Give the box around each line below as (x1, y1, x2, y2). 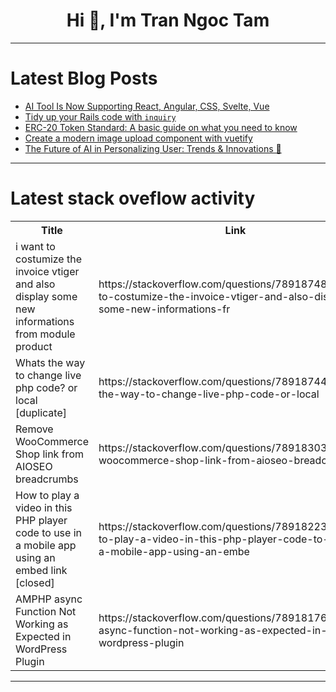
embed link (15, 563, 68, 577)
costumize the (15, 252, 83, 266)
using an (15, 550, 56, 564)
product (15, 339, 53, 353)
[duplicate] (15, 405, 67, 419)
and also (15, 277, 56, 291)
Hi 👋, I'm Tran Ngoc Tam (66, 9, 270, 32)
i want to (15, 239, 56, 253)
